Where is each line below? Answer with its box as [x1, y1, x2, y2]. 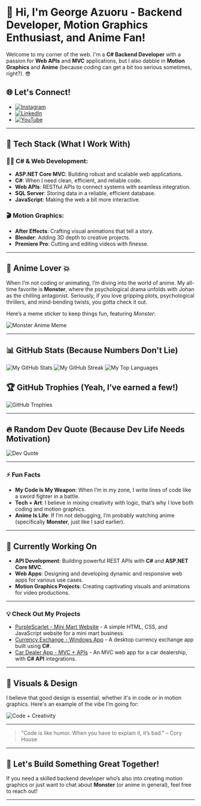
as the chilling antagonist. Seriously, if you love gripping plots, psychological [6, 292, 194, 299]
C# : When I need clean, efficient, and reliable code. [14, 177, 142, 184]
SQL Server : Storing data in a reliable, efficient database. [14, 190, 156, 197]
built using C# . [14, 642, 51, 650]
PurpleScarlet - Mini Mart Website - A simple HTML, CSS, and [14, 624, 167, 631]
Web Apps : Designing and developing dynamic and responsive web [14, 570, 182, 577]
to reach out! [6, 787, 38, 795]
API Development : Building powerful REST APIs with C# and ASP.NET [14, 558, 188, 565]
